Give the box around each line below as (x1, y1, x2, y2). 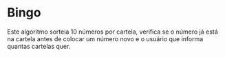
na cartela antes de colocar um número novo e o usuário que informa (7, 34, 204, 43)
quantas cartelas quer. (7, 42, 71, 50)
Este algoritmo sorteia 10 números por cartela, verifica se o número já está (7, 27, 218, 36)
